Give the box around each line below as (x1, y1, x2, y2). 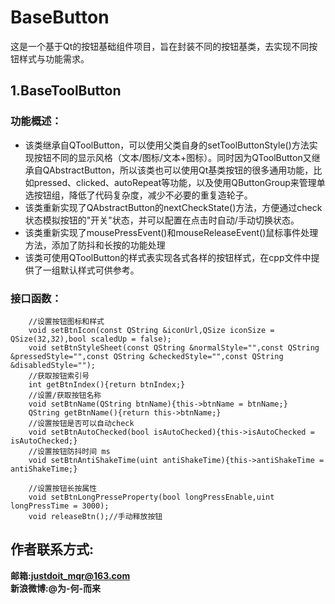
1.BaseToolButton (10, 82, 122, 100)
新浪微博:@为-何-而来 (10, 582, 101, 594)
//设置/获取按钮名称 (28, 390, 102, 400)
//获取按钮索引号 (28, 371, 90, 381)
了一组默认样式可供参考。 (33, 264, 140, 276)
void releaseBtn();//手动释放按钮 (28, 511, 163, 521)
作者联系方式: (10, 541, 95, 558)
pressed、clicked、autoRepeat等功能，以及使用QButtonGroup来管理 (33, 176, 317, 188)
